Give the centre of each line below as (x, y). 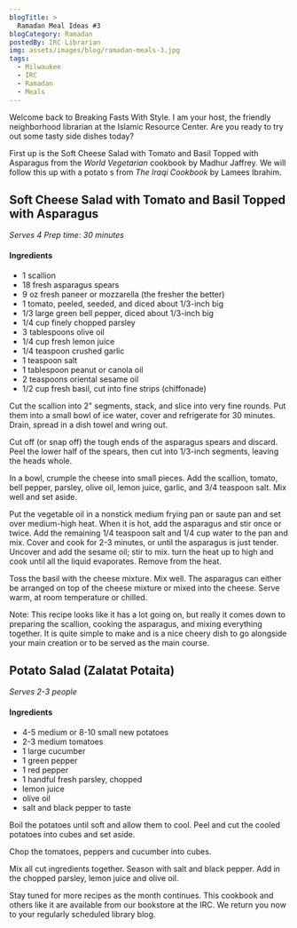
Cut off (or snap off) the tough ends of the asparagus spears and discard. (144, 441)
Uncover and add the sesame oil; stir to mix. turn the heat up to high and (141, 551)
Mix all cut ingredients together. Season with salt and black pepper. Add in (145, 869)
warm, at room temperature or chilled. (78, 597)
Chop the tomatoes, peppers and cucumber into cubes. (110, 851)
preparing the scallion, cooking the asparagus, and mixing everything (136, 623)
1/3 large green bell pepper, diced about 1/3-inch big (118, 313)
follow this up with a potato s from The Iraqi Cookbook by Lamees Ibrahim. (145, 172)
